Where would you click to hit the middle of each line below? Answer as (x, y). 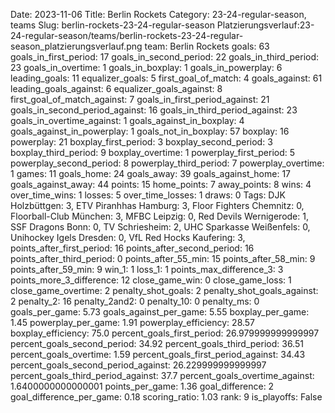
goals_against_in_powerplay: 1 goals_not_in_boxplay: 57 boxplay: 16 (150, 131)
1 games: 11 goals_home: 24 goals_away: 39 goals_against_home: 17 (151, 173)
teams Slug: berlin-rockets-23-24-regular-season (112, 25)
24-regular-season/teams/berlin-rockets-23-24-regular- (127, 35)
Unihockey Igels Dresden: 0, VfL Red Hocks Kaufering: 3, (128, 237)
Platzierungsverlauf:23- (265, 25)
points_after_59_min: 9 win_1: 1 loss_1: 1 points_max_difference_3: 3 (147, 269)
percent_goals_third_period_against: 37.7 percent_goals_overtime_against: (162, 375)
